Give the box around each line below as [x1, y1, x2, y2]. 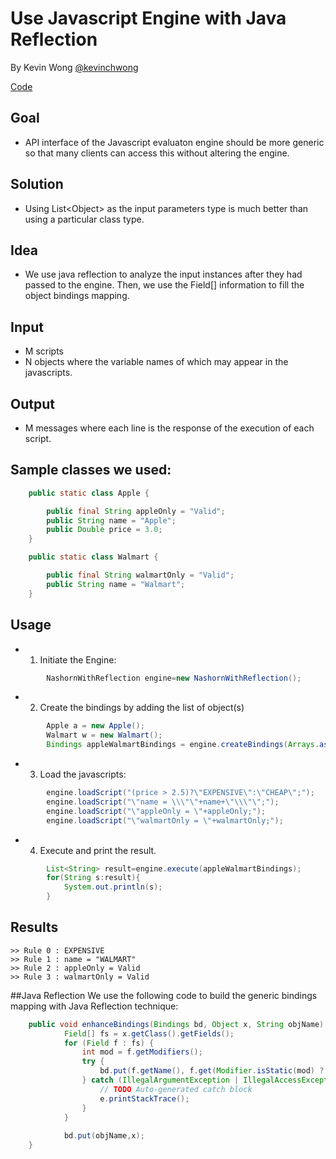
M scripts [24, 345, 64, 357]
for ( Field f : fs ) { [63, 1038, 155, 1048]
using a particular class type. [24, 213, 145, 225]
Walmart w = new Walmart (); [46, 730, 163, 741]
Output [10, 395, 55, 412]
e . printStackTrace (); [99, 1093, 190, 1104]
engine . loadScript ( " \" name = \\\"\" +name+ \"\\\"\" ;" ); [46, 797, 280, 807]
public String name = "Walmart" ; [46, 579, 186, 589]
